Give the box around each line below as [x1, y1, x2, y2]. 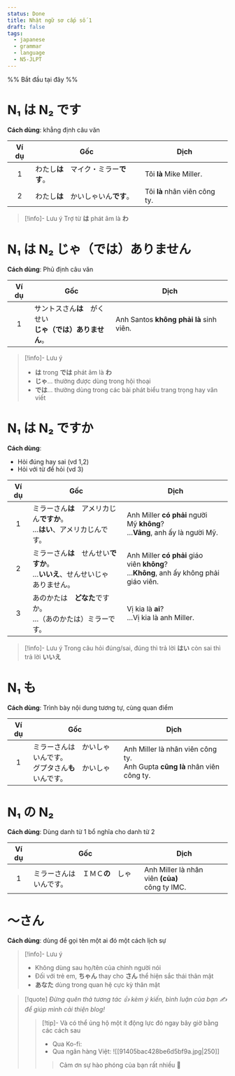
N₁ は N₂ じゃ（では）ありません [7, 241, 191, 257]
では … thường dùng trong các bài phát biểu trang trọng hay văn [34, 385, 218, 394]
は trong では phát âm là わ [34, 368, 112, 376]
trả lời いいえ [24, 652, 62, 661]
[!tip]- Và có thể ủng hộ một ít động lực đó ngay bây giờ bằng [41, 1018, 219, 1028]
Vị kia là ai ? [127, 604, 164, 614]
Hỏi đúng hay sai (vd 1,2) [17, 457, 90, 466]
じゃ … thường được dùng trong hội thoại [34, 377, 151, 385]
